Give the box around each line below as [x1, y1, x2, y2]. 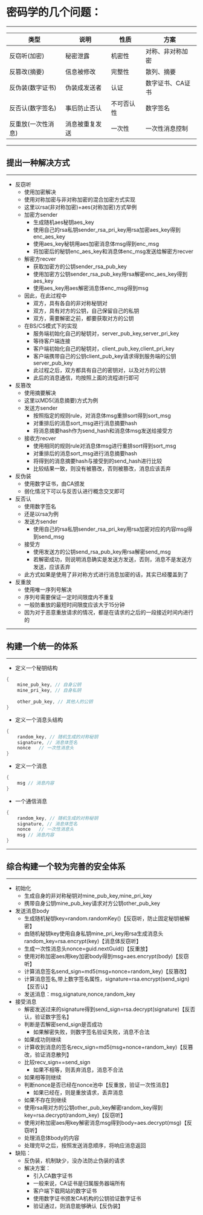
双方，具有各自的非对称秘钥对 [33, 299, 108, 306]
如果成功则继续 [24, 1036, 62, 1043]
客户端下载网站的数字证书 [33, 1187, 97, 1194]
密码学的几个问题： [6, 5, 102, 19]
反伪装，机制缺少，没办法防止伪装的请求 [24, 1157, 125, 1164]
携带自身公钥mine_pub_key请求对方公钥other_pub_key [24, 900, 160, 907]
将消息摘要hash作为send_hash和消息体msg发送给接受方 [33, 427, 173, 434]
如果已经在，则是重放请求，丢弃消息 [33, 1088, 124, 1096]
